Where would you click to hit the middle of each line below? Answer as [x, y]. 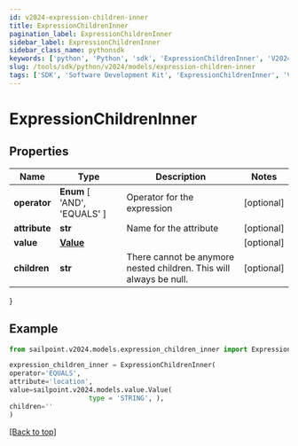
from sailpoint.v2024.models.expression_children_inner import [129, 349]
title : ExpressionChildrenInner [69, 26]
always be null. [157, 278]
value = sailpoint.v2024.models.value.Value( [91, 390]
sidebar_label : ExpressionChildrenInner [85, 42]
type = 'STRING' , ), [126, 398]
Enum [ [75, 192]
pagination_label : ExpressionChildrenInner [91, 34]
